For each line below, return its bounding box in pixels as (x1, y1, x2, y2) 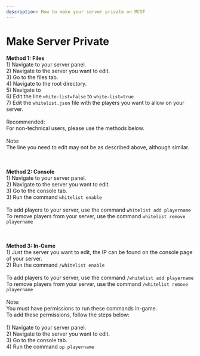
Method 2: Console (6, 168, 55, 175)
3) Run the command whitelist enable (6, 193, 103, 201)
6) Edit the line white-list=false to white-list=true (6, 92, 134, 99)
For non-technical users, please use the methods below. (6, 124, 144, 132)
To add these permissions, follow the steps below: (6, 311, 130, 318)
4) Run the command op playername (6, 343, 94, 350)
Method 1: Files (6, 55, 45, 62)
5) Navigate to (6, 86, 41, 93)
